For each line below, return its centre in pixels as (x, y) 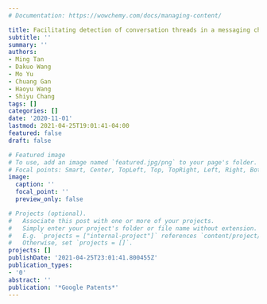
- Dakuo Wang (30, 67)
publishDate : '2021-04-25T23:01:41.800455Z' (83, 258)
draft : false (30, 140)
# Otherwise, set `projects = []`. (71, 243)
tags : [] (23, 104)
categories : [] (33, 111)
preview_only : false (49, 199)
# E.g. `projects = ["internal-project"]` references (103, 236)
